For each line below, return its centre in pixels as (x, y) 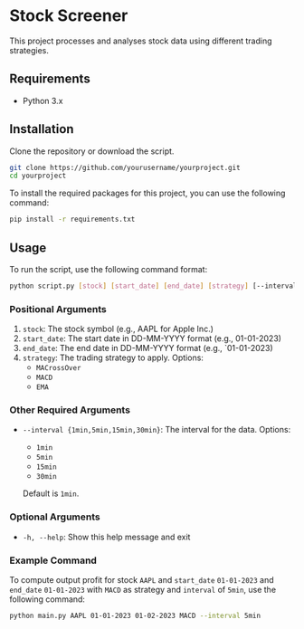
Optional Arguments (55, 517)
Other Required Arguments (70, 410)
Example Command (53, 560)
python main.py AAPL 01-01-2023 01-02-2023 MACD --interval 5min (135, 616)
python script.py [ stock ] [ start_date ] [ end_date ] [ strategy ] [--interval (153, 286)
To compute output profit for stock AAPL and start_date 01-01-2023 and (142, 580)
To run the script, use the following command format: (109, 269)
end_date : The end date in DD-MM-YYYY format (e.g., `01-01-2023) (147, 348)
